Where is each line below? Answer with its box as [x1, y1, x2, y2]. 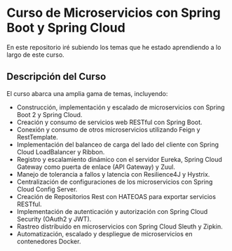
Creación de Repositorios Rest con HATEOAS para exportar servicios [16, 192, 217, 201]
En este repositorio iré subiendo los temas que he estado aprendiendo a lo [6, 43, 221, 51]
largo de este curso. [6, 50, 64, 59]
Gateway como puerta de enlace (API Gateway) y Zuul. [16, 163, 176, 171]
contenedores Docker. [16, 237, 81, 245]
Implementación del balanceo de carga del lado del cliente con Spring [16, 140, 219, 149]
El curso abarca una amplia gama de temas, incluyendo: [6, 89, 168, 97]
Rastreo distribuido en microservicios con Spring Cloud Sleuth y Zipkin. [16, 222, 223, 231]
